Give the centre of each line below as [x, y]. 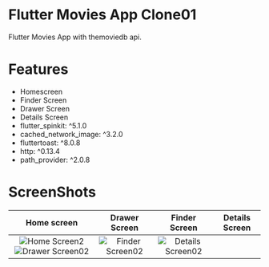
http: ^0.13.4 [40, 151]
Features [38, 69]
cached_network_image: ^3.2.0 [71, 134]
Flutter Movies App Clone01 [102, 15]
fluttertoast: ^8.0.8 [50, 143]
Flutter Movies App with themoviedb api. [75, 37]
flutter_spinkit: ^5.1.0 [53, 125]
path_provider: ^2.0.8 [55, 160]
